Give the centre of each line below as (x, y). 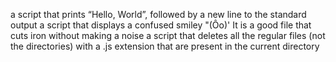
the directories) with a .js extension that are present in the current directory (165, 46)
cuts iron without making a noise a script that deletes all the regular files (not (168, 35)
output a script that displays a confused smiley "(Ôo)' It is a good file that (161, 25)
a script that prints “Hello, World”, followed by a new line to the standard (158, 14)
